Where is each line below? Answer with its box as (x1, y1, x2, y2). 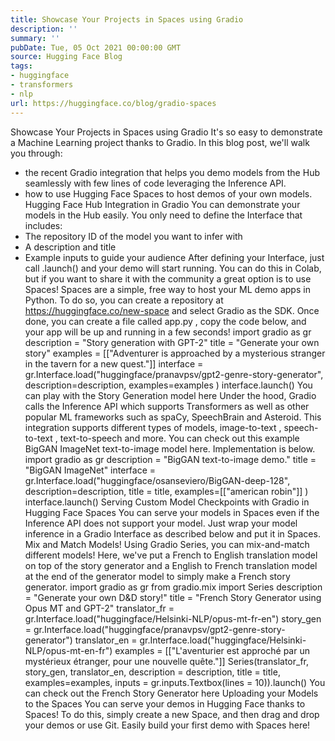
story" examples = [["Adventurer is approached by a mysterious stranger (24, 347, 326, 359)
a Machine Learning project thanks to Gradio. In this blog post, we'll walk (10, 136, 310, 148)
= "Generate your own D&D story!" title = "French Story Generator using (24, 591, 322, 603)
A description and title (24, 241, 117, 253)
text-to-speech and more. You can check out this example (59, 432, 300, 444)
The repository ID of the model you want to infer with (24, 230, 243, 242)
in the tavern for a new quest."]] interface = (24, 357, 204, 370)
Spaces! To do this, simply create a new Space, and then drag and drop (24, 708, 320, 720)
